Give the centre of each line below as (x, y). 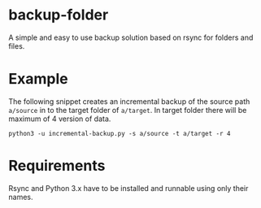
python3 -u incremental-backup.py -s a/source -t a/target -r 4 (120, 133)
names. (21, 197)
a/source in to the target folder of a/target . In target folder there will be (128, 110)
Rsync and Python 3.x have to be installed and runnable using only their (128, 188)
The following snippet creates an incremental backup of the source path (129, 101)
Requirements (57, 166)
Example (38, 79)
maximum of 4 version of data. (60, 119)
